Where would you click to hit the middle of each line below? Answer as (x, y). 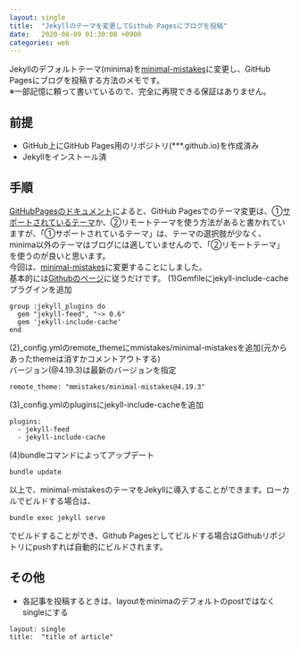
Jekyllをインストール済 (64, 157)
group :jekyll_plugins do (57, 306)
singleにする (45, 612)
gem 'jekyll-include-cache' (70, 322)
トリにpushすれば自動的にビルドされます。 (88, 546)
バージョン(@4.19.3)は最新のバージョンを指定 (93, 370)
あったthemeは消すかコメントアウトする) (85, 358)
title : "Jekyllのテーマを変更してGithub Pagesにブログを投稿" (118, 26)
